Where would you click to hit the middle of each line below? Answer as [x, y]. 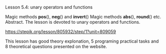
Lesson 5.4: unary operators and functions [49, 7]
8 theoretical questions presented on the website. [56, 46]
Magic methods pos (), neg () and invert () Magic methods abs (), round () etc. [83, 17]
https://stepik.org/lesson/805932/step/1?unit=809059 [61, 31]
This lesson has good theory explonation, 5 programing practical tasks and [82, 41]
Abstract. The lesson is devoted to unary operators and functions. [73, 22]
